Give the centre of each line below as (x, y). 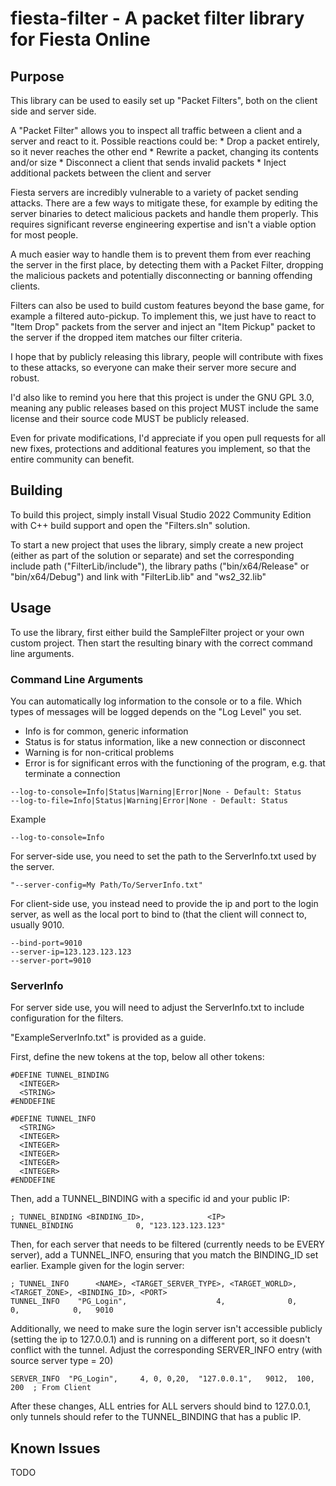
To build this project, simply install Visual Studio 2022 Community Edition (161, 514)
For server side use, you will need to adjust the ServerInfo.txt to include (157, 1008)
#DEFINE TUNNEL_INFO (53, 1119)
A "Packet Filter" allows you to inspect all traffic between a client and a (156, 130)
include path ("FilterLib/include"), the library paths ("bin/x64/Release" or (160, 566)
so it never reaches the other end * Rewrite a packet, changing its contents (164, 151)
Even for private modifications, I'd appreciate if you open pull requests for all (168, 438)
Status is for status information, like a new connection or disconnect (165, 741)
